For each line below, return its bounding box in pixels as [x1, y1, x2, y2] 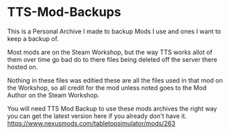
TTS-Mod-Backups [7, 4, 121, 20]
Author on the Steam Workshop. [7, 91, 100, 99]
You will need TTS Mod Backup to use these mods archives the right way [7, 104, 217, 112]
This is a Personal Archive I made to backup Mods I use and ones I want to [7, 27, 222, 35]
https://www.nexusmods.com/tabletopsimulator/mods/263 [7, 119, 176, 127]
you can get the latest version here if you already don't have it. [7, 112, 187, 120]
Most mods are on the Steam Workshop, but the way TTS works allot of [7, 48, 213, 56]
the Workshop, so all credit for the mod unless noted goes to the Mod [7, 83, 207, 92]
